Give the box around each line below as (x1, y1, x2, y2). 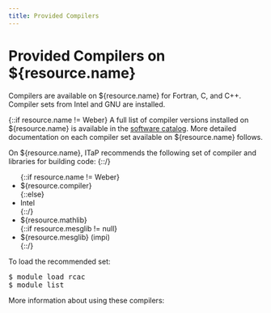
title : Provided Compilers (8, 11, 100, 20)
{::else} (19, 189, 44, 199)
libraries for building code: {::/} (8, 156, 111, 166)
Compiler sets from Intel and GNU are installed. (8, 99, 166, 109)
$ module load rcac (8, 272, 86, 281)
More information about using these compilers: (8, 295, 165, 305)
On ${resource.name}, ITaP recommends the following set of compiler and (8, 147, 257, 158)
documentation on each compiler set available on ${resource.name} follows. (8, 132, 263, 142)
